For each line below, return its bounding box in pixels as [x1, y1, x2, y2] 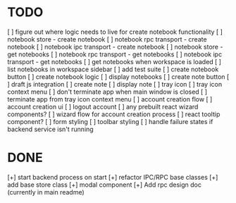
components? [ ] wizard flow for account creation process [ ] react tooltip [7, 110, 221, 118]
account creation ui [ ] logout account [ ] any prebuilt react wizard [7, 102, 199, 111]
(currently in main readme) [7, 187, 85, 196]
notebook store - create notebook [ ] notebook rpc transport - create [7, 35, 207, 43]
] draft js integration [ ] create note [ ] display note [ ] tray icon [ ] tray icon [7, 80, 223, 88]
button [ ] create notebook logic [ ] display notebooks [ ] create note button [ [7, 72, 230, 81]
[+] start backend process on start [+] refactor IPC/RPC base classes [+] [7, 173, 218, 181]
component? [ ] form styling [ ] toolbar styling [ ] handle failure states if [7, 117, 213, 125]
